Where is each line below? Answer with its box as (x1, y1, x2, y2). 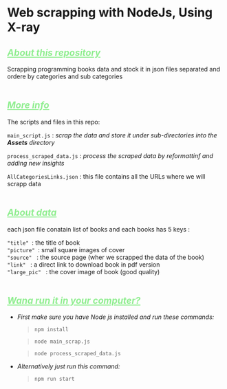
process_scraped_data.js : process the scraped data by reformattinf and (7, 151, 213, 159)
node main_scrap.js (34, 338, 91, 345)
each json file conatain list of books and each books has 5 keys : (7, 225, 191, 233)
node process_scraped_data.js (34, 351, 122, 357)
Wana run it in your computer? (7, 295, 141, 307)
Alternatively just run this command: (17, 362, 120, 370)
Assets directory (7, 138, 55, 146)
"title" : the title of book (7, 238, 80, 247)
